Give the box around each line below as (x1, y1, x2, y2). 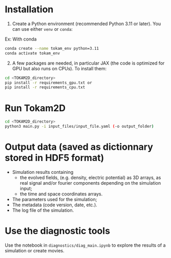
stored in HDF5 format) (5, 152, 104, 164)
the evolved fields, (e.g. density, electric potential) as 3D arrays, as (19, 174, 161, 181)
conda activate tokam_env (5, 50, 60, 56)
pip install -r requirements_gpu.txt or (5, 80, 93, 85)
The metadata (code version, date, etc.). (12, 202, 98, 208)
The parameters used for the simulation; (12, 196, 97, 202)
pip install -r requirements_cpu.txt (5, 85, 85, 90)
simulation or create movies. (5, 247, 65, 253)
